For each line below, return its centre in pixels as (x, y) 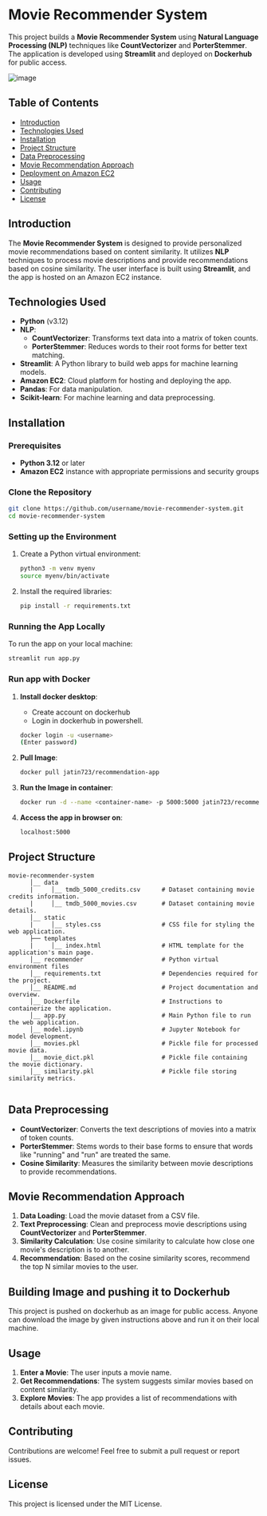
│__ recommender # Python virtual (124, 959)
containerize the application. (60, 1009)
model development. (41, 1037)
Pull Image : (39, 758)
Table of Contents (54, 103)
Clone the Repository (50, 491)
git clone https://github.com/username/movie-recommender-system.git (126, 509)
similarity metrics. (43, 1078)
